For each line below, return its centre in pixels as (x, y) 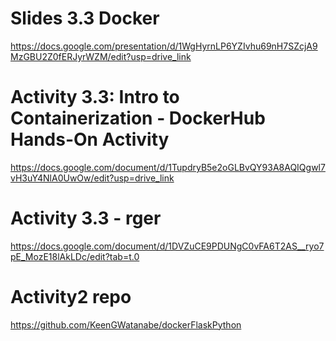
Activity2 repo (71, 297)
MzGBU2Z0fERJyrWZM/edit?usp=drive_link (101, 56)
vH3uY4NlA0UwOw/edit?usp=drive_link (92, 178)
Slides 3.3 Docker (85, 18)
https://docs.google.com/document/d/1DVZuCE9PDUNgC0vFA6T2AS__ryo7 (167, 246)
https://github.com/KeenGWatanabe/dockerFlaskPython (126, 324)
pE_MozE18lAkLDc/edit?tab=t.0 (75, 256)
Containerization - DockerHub (138, 118)
